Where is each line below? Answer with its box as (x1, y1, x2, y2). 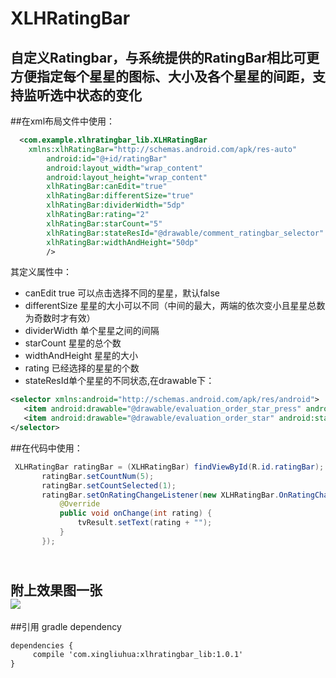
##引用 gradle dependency (10, 620, 122, 632)
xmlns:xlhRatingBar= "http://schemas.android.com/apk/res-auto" (28, 144, 298, 154)
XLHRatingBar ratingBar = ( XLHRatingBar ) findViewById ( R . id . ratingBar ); (14, 462, 325, 472)
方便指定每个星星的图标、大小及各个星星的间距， (10, 68, 313, 85)
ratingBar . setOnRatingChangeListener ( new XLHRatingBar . (41, 490, 280, 500)
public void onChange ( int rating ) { (59, 508, 213, 519)
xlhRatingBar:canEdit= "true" (46, 182, 168, 192)
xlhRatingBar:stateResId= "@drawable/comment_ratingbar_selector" (46, 228, 325, 238)
